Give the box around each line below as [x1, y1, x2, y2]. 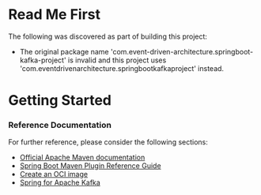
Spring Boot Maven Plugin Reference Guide [19, 161, 161, 171]
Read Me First [8, 6, 101, 24]
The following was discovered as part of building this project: [8, 32, 208, 41]
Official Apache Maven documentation [19, 152, 146, 163]
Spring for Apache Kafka [19, 178, 100, 187]
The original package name [19, 47, 109, 56]
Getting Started [8, 92, 112, 110]
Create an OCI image [19, 170, 89, 179]
